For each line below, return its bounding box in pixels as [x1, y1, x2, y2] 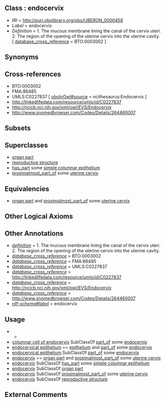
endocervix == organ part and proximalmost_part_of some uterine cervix [11, 355, 161, 361]
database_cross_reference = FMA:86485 [11, 258, 96, 264]
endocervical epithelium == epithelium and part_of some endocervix [11, 344, 153, 351]
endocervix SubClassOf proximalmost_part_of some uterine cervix [11, 371, 148, 377]
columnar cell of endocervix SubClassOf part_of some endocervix [11, 339, 148, 345]
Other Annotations [4, 229, 64, 237]
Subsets [4, 124, 31, 133]
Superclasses [4, 141, 48, 149]
